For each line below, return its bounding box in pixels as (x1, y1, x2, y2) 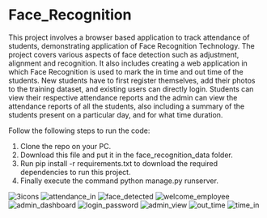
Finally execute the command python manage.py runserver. (19, 176, 218, 186)
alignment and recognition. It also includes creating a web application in (8, 58, 248, 68)
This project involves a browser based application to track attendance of (8, 32, 250, 42)
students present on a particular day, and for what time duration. (8, 109, 223, 119)
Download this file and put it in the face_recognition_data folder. (19, 150, 233, 160)
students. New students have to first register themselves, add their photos (8, 75, 256, 85)
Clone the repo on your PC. (19, 141, 112, 151)
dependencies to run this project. (19, 167, 131, 177)
